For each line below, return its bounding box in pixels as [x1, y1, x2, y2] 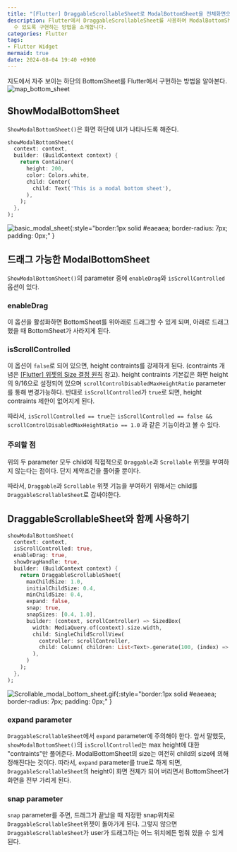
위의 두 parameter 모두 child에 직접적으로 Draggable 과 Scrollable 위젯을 [7, 457, 211, 466]
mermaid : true [7, 50, 49, 57]
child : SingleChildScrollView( [32, 631, 125, 638]
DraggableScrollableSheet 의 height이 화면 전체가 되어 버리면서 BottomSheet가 [7, 767, 229, 775]
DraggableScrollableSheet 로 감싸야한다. [7, 490, 121, 498]
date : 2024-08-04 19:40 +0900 [7, 57, 97, 64]
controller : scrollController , [38, 637, 131, 644]
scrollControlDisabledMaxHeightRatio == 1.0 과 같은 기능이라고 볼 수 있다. [7, 421, 221, 429]
